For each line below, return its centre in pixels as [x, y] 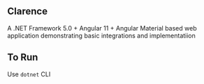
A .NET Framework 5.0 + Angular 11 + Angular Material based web [102, 28]
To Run [23, 57]
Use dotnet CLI [29, 74]
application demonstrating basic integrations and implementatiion [101, 35]
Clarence [27, 11]
